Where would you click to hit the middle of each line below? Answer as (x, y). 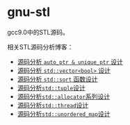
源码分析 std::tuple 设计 (51, 87)
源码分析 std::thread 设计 (53, 105)
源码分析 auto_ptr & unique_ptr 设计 (70, 61)
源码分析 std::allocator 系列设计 (64, 96)
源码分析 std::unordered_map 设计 (64, 114)
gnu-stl (29, 12)
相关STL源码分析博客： (40, 47)
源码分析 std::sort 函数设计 (58, 79)
